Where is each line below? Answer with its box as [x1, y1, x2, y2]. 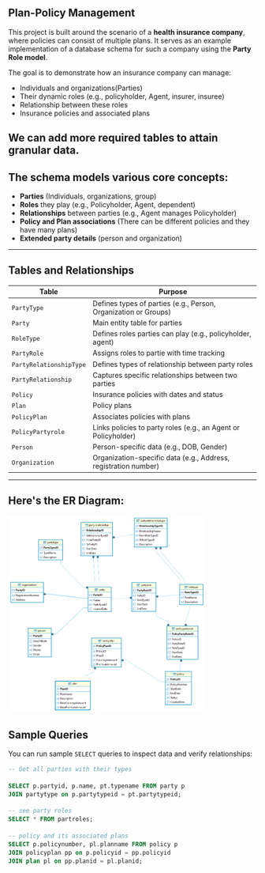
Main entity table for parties [92, 318, 183, 327]
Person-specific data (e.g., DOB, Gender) [92, 442, 228, 452]
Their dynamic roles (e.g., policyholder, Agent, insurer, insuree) [19, 91, 225, 101]
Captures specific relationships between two [92, 370, 238, 380]
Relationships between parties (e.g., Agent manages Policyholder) [19, 209, 237, 218]
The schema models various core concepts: [8, 170, 229, 184]
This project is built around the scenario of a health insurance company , [8, 27, 246, 36]
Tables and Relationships [8, 264, 135, 278]
